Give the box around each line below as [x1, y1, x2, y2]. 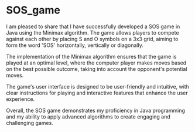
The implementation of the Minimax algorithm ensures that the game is [6, 53, 177, 60]
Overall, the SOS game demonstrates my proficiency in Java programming [6, 107, 186, 114]
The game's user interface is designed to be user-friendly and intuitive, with [6, 83, 189, 90]
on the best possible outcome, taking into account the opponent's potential [6, 65, 187, 72]
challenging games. [6, 119, 54, 126]
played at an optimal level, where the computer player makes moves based [6, 59, 187, 66]
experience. [6, 95, 35, 103]
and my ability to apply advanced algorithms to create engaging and [6, 113, 171, 120]
